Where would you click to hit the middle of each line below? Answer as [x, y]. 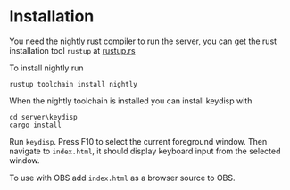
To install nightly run [46, 68]
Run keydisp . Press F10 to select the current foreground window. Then [138, 141]
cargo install [36, 125]
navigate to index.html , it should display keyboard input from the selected [145, 151]
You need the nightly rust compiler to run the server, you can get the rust [143, 41]
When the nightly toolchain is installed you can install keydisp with [131, 101]
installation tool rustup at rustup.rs [72, 50]
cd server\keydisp [43, 117]
